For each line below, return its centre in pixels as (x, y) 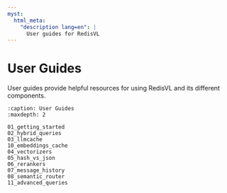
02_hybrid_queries (34, 134)
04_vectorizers (30, 152)
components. (27, 95)
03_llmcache (25, 140)
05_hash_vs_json (31, 158)
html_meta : (30, 21)
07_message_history (36, 170)
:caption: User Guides (41, 109)
